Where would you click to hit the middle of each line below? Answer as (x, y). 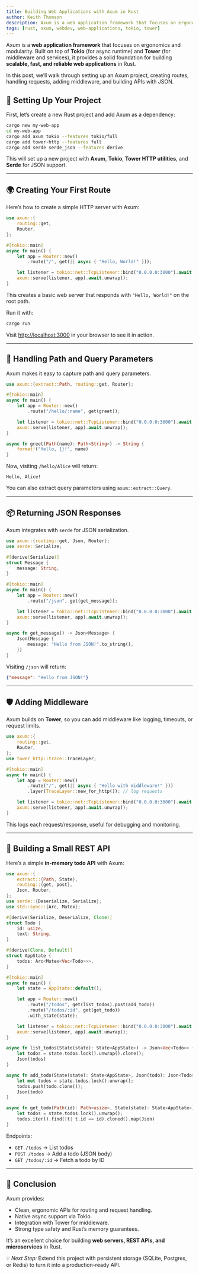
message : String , (38, 568)
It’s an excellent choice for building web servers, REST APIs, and (86, 1240)
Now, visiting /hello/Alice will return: (52, 466)
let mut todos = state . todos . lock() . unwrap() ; (75, 1081)
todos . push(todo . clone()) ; (50, 1086)
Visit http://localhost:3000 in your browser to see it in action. (80, 335)
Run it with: (20, 312)
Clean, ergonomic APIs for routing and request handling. (84, 1210)
